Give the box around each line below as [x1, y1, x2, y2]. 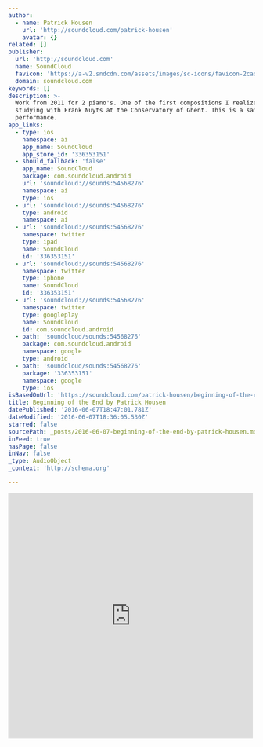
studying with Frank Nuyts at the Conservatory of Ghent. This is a [15, 107, 243, 115]
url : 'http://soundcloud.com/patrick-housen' [22, 26, 174, 34]
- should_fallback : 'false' [15, 158, 107, 166]
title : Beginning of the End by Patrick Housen [8, 398, 167, 407]
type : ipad [22, 238, 58, 246]
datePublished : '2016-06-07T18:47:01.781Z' [8, 406, 153, 414]
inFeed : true [8, 435, 51, 443]
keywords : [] [8, 84, 51, 93]
